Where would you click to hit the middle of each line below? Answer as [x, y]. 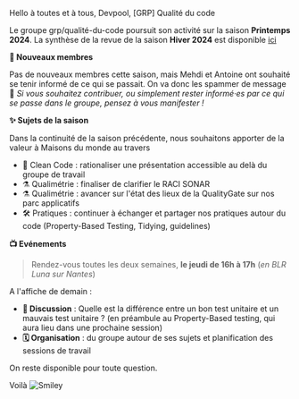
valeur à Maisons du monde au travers [80, 148]
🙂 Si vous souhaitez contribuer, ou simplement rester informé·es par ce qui [147, 93]
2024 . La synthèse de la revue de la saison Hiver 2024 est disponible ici [143, 40]
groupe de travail [54, 174]
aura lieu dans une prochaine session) [92, 327]
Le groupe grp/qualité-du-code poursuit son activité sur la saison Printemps [150, 30]
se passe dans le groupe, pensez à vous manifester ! [107, 103]
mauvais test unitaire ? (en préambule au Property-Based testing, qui [149, 318]
